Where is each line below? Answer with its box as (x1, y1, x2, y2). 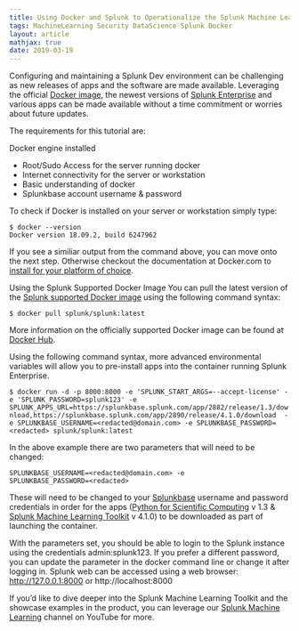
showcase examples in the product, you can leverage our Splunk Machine (9, 603, 280, 613)
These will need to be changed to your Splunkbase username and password (9, 492, 289, 503)
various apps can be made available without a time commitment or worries (9, 99, 283, 109)
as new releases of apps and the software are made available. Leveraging (9, 80, 279, 91)
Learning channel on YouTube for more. (9, 611, 155, 623)
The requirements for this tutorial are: (9, 125, 147, 136)
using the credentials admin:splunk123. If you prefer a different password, (9, 547, 279, 558)
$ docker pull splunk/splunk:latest (9, 309, 145, 319)
